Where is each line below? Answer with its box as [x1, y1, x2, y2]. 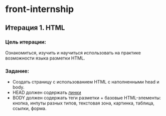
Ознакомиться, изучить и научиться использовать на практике [5, 49, 141, 55]
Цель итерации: [5, 38, 47, 45]
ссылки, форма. [12, 105, 47, 111]
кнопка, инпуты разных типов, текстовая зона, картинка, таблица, [12, 100, 154, 106]
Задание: [5, 67, 29, 74]
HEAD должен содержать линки [12, 89, 81, 95]
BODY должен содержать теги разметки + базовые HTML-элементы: [12, 95, 161, 101]
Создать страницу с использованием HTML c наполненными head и [12, 79, 159, 85]
